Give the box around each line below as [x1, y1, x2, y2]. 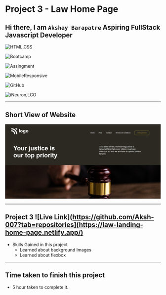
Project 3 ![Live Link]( [5, 213, 73, 221]
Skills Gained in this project [12, 241, 68, 248]
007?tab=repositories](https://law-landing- [5, 221, 143, 229]
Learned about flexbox [19, 252, 66, 258]
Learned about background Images [19, 247, 91, 253]
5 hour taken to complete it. [12, 284, 69, 290]
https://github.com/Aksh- [72, 213, 154, 221]
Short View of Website [5, 111, 76, 119]
